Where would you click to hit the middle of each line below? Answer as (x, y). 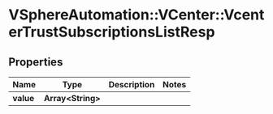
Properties (36, 62)
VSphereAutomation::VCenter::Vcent (136, 15)
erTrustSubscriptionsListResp (112, 32)
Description (132, 84)
